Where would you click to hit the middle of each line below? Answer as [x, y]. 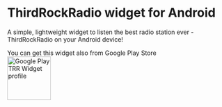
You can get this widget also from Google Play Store [82, 53]
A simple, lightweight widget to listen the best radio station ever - [101, 32]
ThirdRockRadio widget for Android [111, 13]
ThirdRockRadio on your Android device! [65, 39]
